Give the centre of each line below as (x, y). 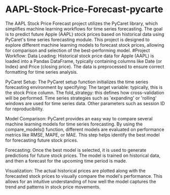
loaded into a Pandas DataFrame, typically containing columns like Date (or (84, 61)
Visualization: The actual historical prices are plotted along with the (75, 171)
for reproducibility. (25, 109)
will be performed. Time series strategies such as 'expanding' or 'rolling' (81, 98)
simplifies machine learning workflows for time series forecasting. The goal (84, 28)
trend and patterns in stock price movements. (53, 187)
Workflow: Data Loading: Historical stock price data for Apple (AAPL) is (80, 56)
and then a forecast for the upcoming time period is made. (66, 160)
